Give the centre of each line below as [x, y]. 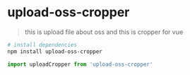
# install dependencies [42, 45]
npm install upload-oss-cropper [55, 51]
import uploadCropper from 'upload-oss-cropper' [80, 64]
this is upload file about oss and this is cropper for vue [104, 32]
